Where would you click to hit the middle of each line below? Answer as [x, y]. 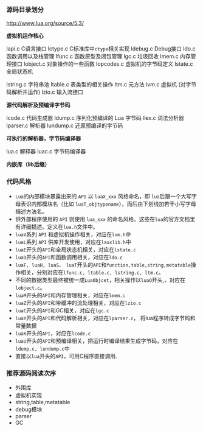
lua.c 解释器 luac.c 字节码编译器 [46, 152]
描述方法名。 [31, 211]
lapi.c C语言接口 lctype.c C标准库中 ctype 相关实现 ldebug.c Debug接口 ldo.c [101, 49]
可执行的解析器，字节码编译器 [43, 139]
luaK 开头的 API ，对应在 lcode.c [53, 333]
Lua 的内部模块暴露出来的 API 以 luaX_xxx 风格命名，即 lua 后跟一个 [98, 196]
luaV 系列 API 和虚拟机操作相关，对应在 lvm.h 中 [73, 234]
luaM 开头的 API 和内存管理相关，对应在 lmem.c [70, 295]
